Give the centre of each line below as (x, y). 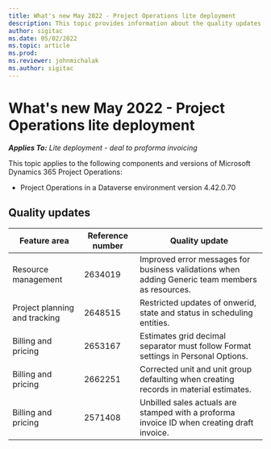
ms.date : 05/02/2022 (43, 38)
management (38, 279)
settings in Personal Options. (194, 355)
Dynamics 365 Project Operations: (65, 172)
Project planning (44, 307)
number (108, 245)
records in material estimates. (196, 389)
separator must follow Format (196, 346)
